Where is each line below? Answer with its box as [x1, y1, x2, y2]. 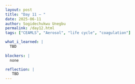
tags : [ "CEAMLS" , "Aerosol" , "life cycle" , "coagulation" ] [5, 30, 131, 35]
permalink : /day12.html [5, 26, 55, 31]
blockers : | [5, 53, 30, 58]
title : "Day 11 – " [5, 12, 46, 17]
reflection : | [5, 67, 35, 72]
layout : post [5, 7, 32, 12]
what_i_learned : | [5, 39, 43, 45]
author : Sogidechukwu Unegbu [5, 21, 66, 26]
